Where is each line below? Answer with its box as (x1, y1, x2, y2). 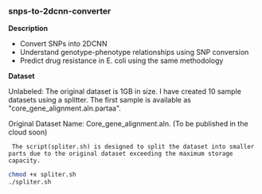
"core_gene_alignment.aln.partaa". (8, 103, 122, 113)
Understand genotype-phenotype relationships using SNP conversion (19, 48, 249, 57)
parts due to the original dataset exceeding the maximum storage (8, 149, 233, 158)
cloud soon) (8, 127, 48, 137)
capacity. (8, 157, 41, 165)
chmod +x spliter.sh (8, 171, 77, 179)
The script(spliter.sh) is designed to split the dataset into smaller (11, 143, 255, 151)
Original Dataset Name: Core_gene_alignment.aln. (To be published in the (8, 119, 248, 129)
